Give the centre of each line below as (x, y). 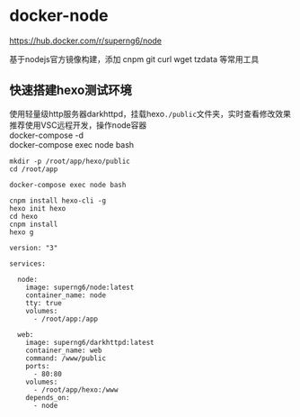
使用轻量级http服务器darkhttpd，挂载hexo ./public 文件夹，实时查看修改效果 (150, 113)
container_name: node (66, 295)
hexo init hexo (38, 208)
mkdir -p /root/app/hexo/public (70, 161)
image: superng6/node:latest (80, 287)
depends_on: (48, 397)
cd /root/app (34, 169)
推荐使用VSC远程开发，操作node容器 (78, 125)
